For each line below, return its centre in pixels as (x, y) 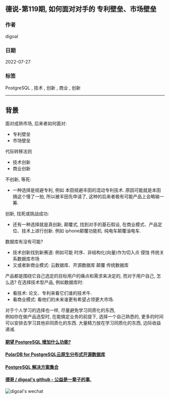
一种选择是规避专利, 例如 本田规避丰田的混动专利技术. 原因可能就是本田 (87, 190)
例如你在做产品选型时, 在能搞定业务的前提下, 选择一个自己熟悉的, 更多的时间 (84, 317)
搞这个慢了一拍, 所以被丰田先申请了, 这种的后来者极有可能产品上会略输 (86, 197)
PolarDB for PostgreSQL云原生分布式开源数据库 (55, 354)
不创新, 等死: (18, 179)
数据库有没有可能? (24, 242)
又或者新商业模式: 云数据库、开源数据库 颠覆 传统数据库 (71, 265)
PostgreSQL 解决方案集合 (32, 367)
